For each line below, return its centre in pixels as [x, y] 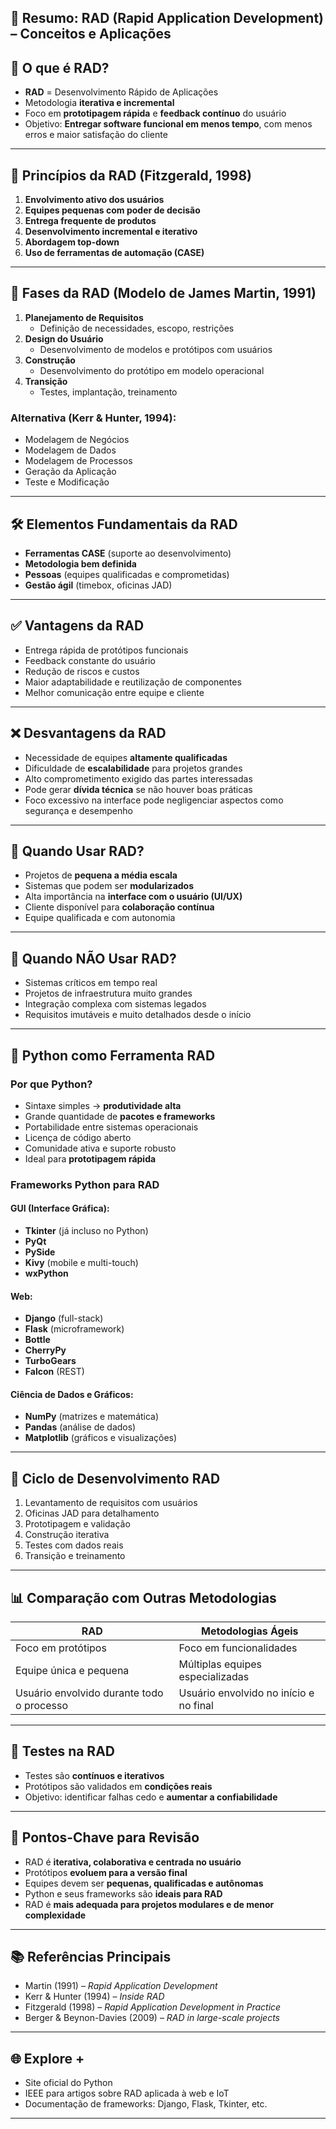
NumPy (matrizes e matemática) [92, 1417]
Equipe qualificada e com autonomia [100, 918]
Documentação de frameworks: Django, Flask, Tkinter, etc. [146, 2104]
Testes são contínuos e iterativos [94, 1775]
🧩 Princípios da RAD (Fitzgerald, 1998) [131, 175]
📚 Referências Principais [91, 1957]
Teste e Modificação [67, 482]
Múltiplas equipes [220, 1664]
